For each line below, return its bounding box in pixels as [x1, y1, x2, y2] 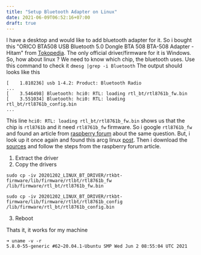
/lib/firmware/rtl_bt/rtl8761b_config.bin [6, 204, 115, 210]
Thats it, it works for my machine [6, 227, 88, 234]
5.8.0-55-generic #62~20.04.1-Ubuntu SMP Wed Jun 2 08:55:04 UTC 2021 [6, 244, 188, 250]
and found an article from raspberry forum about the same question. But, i [6, 130, 190, 137]
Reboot [14, 215, 33, 222]
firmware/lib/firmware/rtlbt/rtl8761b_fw [6, 178, 112, 184]
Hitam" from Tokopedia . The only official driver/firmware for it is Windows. [6, 49, 191, 57]
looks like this [6, 69, 40, 76]
